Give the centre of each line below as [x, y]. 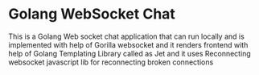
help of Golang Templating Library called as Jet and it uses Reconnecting [129, 53]
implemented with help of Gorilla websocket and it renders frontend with [128, 44]
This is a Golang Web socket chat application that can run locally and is [127, 36]
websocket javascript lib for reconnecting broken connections [111, 62]
